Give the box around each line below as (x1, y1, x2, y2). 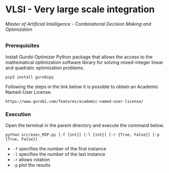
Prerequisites (5, 42, 40, 49)
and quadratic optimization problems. (5, 64, 85, 71)
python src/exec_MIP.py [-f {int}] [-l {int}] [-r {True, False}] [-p (5, 132, 160, 138)
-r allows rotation (12, 157, 50, 163)
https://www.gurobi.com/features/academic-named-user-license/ (5, 99, 144, 104)
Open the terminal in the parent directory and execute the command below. (5, 122, 164, 128)
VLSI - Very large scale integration (5, 4, 155, 15)
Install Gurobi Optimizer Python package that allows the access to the (5, 54, 153, 60)
